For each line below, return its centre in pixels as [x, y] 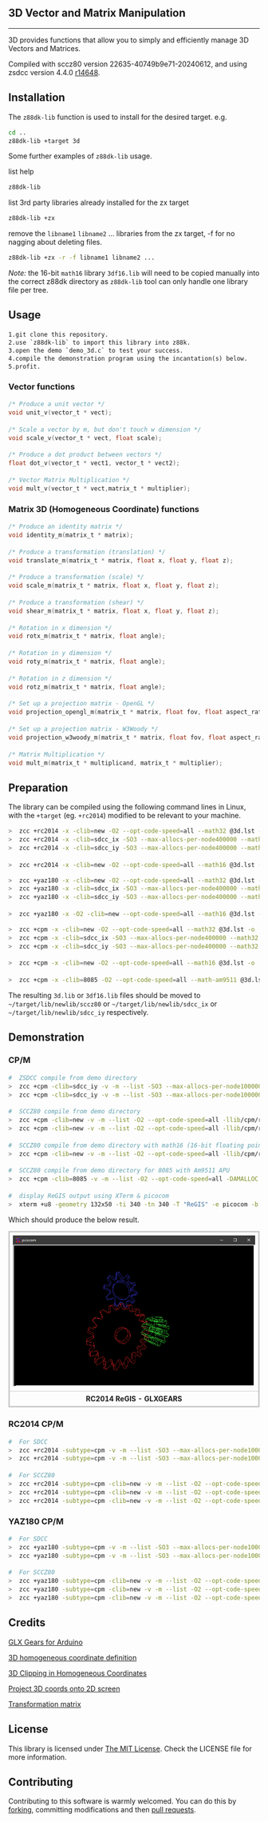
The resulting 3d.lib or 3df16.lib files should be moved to [104, 996]
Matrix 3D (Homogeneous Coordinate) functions [104, 509]
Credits [27, 1623]
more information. [37, 1757]
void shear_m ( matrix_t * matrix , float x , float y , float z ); [114, 611]
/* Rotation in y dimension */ [60, 653]
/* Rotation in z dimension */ [60, 678]
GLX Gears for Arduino [46, 1642]
